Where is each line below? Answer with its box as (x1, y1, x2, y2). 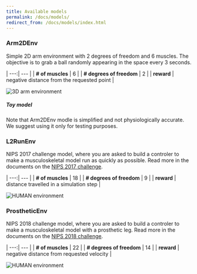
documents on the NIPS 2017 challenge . (6, 163, 103, 170)
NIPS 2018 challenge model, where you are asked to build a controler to (6, 220, 180, 227)
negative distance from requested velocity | (6, 250, 112, 258)
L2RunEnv (6, 137, 36, 145)
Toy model (6, 101, 32, 108)
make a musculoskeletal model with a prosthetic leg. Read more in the (6, 226, 176, 233)
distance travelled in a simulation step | (6, 180, 101, 187)
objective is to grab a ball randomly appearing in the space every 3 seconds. (6, 58, 192, 65)
